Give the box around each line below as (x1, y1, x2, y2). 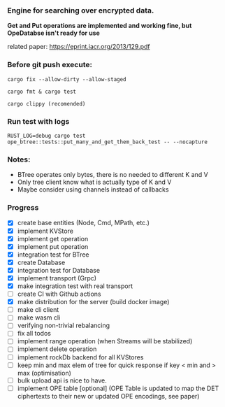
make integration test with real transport (17, 282, 133, 290)
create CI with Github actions (17, 290, 101, 299)
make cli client (17, 306, 59, 314)
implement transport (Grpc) (17, 273, 96, 282)
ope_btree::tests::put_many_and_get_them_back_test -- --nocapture (7, 138, 208, 145)
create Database (17, 258, 66, 266)
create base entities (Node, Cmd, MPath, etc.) (17, 219, 150, 227)
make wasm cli (17, 313, 61, 322)
